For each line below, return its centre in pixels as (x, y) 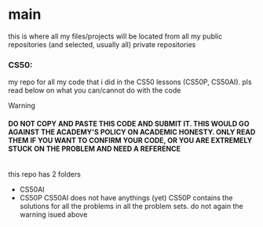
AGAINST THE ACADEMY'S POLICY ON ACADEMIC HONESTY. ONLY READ (132, 132)
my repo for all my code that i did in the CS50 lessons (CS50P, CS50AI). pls (130, 82)
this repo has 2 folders (44, 174)
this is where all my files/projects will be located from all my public (115, 36)
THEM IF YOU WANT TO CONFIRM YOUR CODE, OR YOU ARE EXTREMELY (130, 140)
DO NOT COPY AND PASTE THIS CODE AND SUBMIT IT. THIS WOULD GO (129, 123)
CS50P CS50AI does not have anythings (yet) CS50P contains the (126, 198)
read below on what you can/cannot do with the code (95, 90)
